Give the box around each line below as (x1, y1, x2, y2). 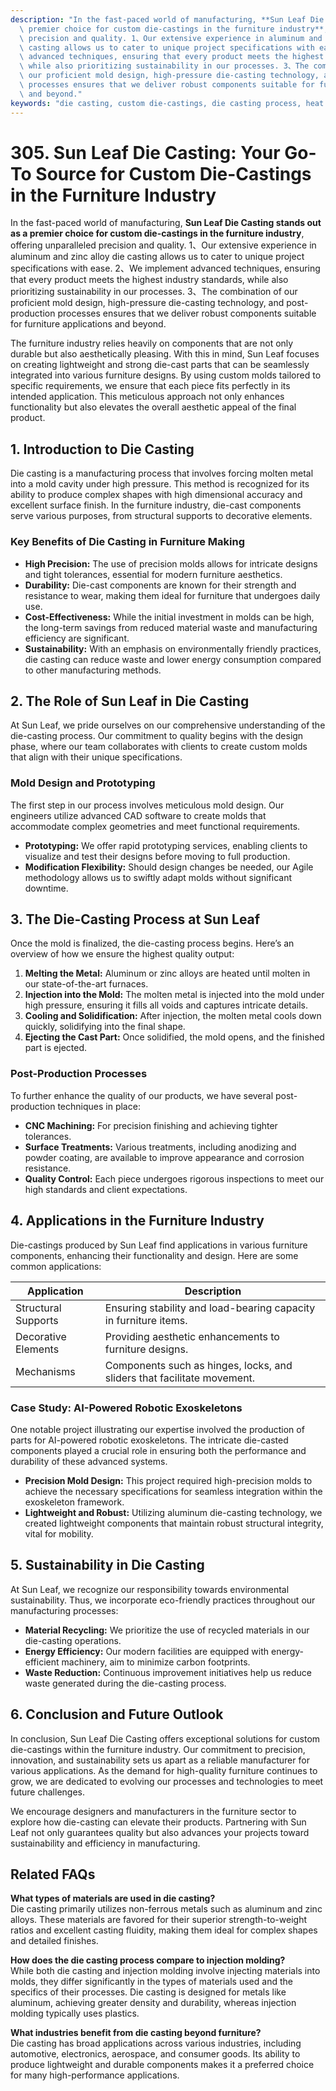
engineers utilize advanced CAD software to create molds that (10, 809, 267, 821)
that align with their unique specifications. (10, 751, 183, 763)
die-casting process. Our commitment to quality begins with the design (10, 730, 304, 742)
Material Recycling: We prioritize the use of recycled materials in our (24, 1624, 310, 1636)
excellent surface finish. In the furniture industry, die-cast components (10, 499, 302, 511)
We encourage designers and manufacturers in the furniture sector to (10, 1805, 297, 1817)
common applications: (10, 1260, 102, 1272)
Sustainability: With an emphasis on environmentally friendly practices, (24, 642, 322, 655)
